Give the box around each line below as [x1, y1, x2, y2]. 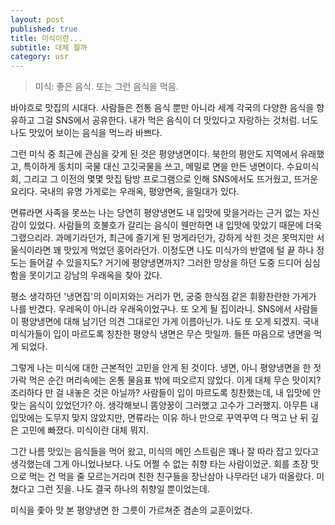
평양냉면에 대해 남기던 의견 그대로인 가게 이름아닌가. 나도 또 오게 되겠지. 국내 [20, 316, 320, 328]
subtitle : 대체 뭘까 [10, 42, 88, 53]
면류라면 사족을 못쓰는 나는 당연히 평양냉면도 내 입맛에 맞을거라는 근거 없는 [10, 207, 302, 219]
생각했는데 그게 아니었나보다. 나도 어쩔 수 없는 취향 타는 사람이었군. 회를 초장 [10, 458, 309, 470]
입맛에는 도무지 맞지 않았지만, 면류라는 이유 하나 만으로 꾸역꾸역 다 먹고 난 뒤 [10, 412, 309, 424]
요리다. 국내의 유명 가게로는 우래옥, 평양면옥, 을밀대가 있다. [10, 186, 240, 198]
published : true [10, 24, 78, 34]
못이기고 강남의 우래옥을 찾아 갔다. [28, 269, 163, 281]
